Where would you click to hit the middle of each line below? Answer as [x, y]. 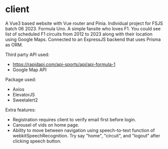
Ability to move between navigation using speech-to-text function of [83, 130]
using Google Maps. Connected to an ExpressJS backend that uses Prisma [83, 39]
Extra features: [21, 110]
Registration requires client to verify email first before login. [74, 119]
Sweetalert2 [25, 100]
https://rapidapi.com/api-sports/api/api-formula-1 [64, 64]
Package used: [21, 79]
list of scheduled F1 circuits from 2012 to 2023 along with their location [79, 34]
